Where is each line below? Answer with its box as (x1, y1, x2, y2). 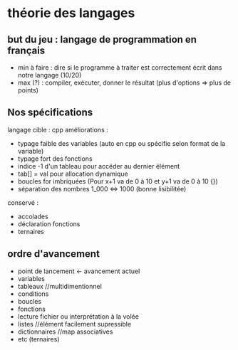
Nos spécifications (7, 107, 93, 119)
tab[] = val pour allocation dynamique (17, 169, 128, 178)
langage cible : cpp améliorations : (7, 125, 108, 134)
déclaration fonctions (17, 219, 81, 228)
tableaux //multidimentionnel (17, 282, 102, 290)
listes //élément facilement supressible (17, 319, 132, 328)
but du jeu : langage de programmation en (7, 33, 197, 46)
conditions (17, 290, 49, 298)
